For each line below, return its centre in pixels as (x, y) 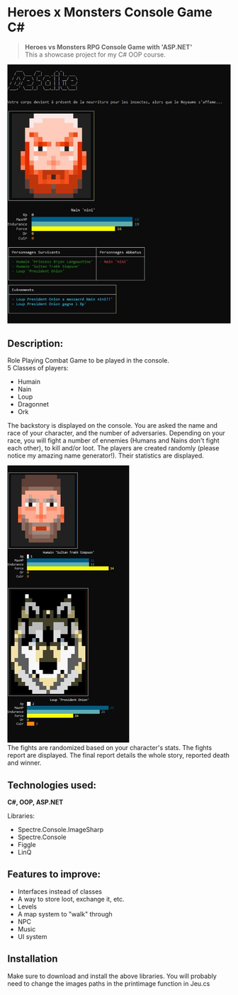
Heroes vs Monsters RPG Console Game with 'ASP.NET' (108, 47)
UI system (32, 936)
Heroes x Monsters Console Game (110, 12)
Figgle (27, 844)
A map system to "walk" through (65, 914)
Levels (27, 906)
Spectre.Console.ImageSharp (61, 829)
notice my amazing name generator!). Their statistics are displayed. (106, 456)
